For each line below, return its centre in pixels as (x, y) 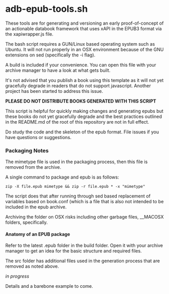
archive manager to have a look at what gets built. (58, 70)
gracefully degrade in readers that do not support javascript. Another (78, 86)
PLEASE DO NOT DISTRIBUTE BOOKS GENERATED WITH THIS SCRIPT (81, 101)
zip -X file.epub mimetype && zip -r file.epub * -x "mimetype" (75, 187)
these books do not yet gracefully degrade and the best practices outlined (84, 116)
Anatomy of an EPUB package (38, 234)
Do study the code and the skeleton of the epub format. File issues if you (82, 132)
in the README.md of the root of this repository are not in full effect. (77, 122)
